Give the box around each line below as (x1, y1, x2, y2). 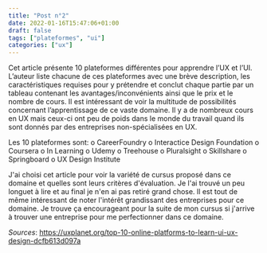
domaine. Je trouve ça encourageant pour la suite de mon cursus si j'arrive (8, 204, 255, 213)
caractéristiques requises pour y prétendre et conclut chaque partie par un (8, 80, 254, 90)
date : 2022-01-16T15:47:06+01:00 (8, 19, 120, 27)
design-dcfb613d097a (8, 236, 81, 246)
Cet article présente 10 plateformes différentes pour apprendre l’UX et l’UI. (8, 63, 253, 72)
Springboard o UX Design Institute (8, 154, 121, 164)
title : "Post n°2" (8, 11, 69, 20)
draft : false (8, 26, 52, 34)
